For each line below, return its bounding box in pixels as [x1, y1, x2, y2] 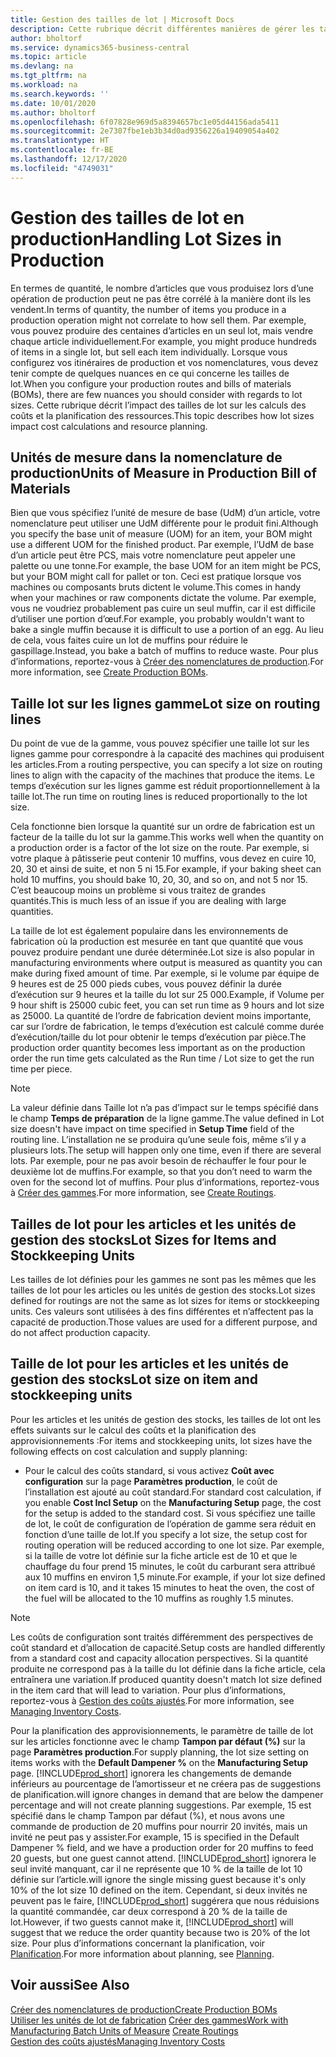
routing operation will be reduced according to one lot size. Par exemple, [24, 1539, 325, 1551]
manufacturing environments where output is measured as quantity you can [10, 957, 323, 969]
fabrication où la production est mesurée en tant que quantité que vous [10, 936, 304, 948]
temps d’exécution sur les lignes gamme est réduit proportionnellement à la [10, 780, 321, 792]
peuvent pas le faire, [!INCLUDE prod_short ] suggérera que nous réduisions [10, 1894, 320, 1906]
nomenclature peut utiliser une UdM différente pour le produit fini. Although [10, 517, 319, 530]
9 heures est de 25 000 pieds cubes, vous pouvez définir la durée [10, 978, 282, 990]
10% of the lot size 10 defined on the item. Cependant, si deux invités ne [10, 1884, 308, 1896]
